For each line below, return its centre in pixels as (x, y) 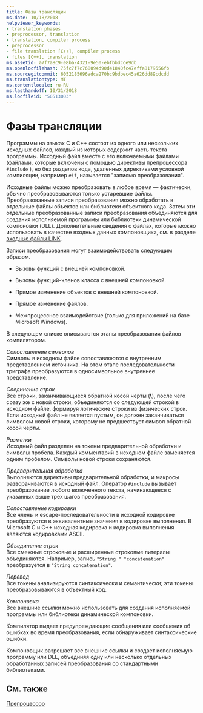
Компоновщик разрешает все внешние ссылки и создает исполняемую (99, 650)
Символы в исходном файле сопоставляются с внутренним (84, 358)
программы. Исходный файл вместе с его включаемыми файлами (92, 156)
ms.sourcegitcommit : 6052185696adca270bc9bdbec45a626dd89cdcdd (88, 74)
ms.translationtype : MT (36, 79)
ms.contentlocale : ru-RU (38, 85)
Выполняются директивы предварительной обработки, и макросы (93, 477)
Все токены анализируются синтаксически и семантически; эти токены (99, 583)
